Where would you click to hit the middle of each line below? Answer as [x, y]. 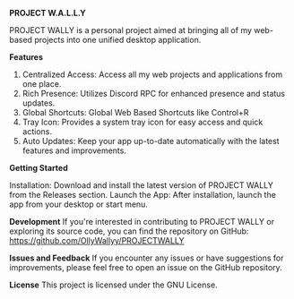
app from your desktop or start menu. [78, 204]
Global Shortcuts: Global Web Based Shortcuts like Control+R [135, 112]
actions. [37, 132]
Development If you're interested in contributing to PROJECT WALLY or [142, 222]
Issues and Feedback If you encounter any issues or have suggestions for [147, 258]
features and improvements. [74, 150]
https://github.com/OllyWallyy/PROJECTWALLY [97, 240]
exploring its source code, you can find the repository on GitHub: [129, 231]
